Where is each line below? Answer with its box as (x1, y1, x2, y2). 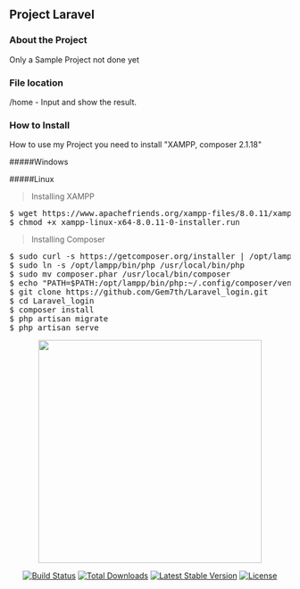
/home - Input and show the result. (9, 96, 137, 107)
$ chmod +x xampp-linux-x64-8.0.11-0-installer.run (9, 218, 241, 228)
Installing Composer (30, 234, 105, 245)
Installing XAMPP (30, 191, 96, 202)
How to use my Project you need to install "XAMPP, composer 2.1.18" (9, 139, 262, 150)
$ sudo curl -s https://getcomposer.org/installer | (9, 252, 246, 261)
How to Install (9, 119, 70, 131)
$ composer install (9, 305, 95, 315)
